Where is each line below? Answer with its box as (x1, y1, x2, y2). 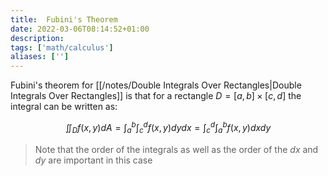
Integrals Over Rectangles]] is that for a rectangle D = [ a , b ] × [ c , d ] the (10, 90, 302, 102)
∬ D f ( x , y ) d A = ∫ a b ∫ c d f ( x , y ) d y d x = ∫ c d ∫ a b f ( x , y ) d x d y (64, 120, 272, 136)
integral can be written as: (10, 101, 118, 113)
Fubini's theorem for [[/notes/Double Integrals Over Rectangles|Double (10, 79, 302, 91)
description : (10, 33, 65, 43)
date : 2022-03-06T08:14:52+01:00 (10, 24, 150, 34)
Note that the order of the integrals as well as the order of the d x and (34, 143, 319, 155)
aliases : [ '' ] (10, 52, 70, 62)
